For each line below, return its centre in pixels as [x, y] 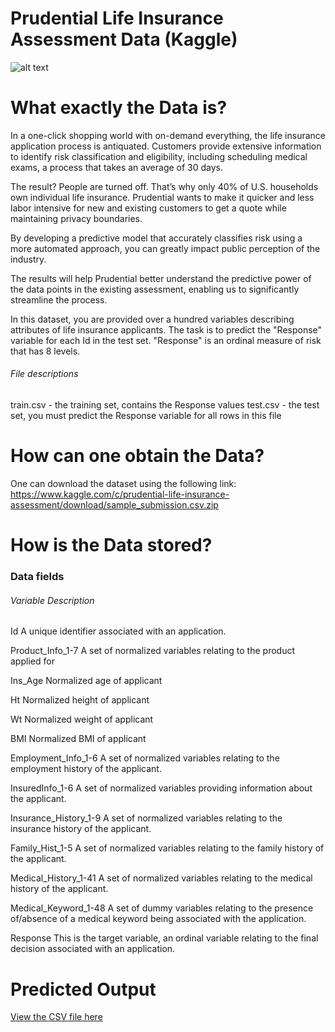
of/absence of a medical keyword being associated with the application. [158, 919]
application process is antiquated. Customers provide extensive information [166, 146]
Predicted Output [83, 989]
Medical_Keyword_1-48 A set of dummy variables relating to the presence [162, 908]
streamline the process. [59, 299]
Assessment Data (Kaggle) [124, 39]
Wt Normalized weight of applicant [82, 719]
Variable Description [52, 600]
